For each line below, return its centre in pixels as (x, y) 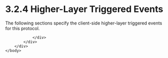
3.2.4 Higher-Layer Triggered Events (84, 9)
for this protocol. (23, 28)
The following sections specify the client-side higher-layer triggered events (84, 23)
